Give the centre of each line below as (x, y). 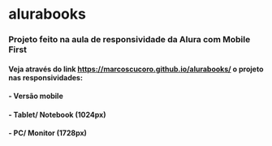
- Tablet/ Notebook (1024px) (57, 114)
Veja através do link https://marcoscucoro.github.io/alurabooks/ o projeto (136, 69)
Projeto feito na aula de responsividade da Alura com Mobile (130, 40)
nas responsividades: (46, 77)
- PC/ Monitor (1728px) (48, 133)
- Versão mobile (36, 96)
